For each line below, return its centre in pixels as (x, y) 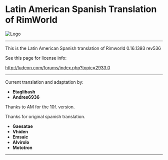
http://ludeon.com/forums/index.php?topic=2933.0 (58, 67)
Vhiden (20, 131)
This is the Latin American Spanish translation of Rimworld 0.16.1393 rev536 (83, 48)
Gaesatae (23, 126)
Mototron (22, 147)
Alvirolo (21, 142)
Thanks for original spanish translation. (45, 116)
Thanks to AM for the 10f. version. (40, 107)
